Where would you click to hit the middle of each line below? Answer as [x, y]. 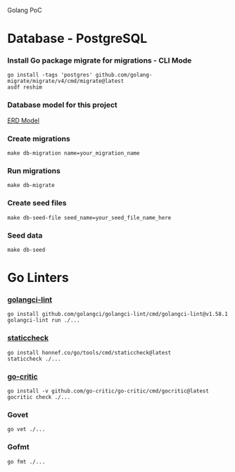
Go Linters [38, 278]
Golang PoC [25, 10]
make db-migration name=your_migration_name [74, 153]
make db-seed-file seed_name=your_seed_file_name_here [89, 217]
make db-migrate [31, 186]
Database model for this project [62, 105]
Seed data [25, 235]
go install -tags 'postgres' [50, 75]
